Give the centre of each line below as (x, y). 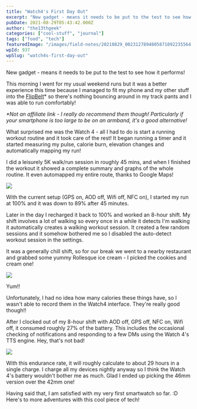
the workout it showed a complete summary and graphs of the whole (90, 168)
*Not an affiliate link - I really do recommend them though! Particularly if (95, 114)
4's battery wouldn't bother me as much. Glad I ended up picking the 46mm (98, 375)
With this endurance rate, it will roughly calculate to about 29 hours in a (93, 363)
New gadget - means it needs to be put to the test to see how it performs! (96, 72)
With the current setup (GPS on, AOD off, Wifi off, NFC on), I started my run (97, 197)
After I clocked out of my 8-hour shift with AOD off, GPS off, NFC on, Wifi (95, 322)
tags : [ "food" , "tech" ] (35, 39)
